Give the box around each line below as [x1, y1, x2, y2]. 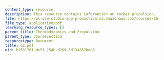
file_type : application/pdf [5, 20, 62, 26]
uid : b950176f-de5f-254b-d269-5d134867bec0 [5, 47, 95, 52]
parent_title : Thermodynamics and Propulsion [5, 30, 99, 34]
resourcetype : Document [5, 39, 54, 44]
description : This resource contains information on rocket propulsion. [5, 12, 156, 16]
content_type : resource [5, 7, 54, 12]
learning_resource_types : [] [5, 25, 64, 30]
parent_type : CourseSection [5, 34, 62, 39]
